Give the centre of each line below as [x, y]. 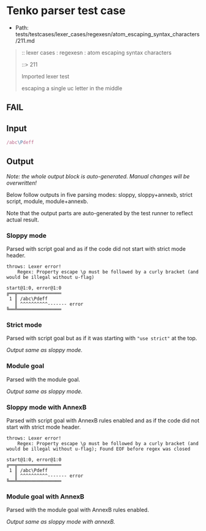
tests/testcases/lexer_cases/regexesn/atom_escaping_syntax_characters [107, 34]
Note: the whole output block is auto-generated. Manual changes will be [98, 176]
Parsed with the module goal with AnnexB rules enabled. [78, 510]
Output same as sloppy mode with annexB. [61, 522]
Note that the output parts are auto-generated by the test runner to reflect [100, 213]
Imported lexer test [45, 76]
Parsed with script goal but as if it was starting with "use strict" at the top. [102, 338]
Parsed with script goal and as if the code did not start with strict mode [96, 249]
